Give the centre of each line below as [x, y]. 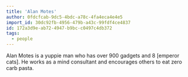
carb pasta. [20, 68]
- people [22, 39]
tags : [13, 34]
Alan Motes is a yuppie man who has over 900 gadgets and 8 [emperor [93, 56]
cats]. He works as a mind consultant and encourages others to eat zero [94, 62]
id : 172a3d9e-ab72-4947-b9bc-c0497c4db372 [59, 28]
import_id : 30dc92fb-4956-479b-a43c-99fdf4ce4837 [69, 22]
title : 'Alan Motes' [32, 11]
